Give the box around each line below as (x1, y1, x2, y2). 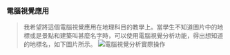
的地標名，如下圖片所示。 (23, 40, 97, 49)
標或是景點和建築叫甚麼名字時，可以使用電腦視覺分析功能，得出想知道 (23, 32, 224, 40)
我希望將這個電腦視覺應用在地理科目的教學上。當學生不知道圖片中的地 (23, 23, 224, 32)
